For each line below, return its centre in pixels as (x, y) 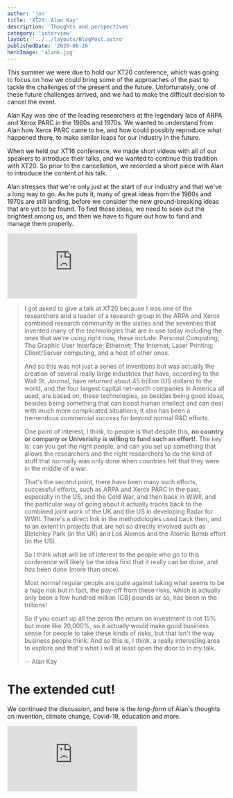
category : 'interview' (40, 33)
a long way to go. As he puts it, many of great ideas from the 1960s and (109, 194)
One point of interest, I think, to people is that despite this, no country (124, 431)
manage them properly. (41, 223)
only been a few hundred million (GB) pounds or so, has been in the (120, 597)
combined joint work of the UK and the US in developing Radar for (119, 511)
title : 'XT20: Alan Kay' (43, 20)
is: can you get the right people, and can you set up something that (120, 446)
